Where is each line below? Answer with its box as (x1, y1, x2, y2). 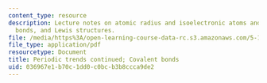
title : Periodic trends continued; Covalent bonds (8, 56, 180, 64)
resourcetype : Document (8, 48, 87, 56)
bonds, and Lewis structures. (15, 26, 115, 34)
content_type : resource (8, 11, 87, 20)
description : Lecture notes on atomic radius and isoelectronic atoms (8, 19, 247, 27)
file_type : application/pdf (8, 41, 102, 49)
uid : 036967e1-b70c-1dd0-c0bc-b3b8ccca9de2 (8, 63, 155, 71)
